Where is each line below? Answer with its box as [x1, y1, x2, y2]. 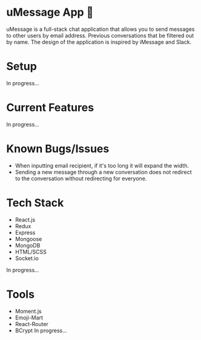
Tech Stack [6, 196, 64, 209]
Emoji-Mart [15, 314, 44, 321]
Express [15, 229, 36, 236]
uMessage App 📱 [6, 5, 94, 19]
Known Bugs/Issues [6, 142, 110, 155]
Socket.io [15, 254, 39, 262]
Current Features [6, 101, 94, 114]
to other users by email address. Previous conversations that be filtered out [6, 31, 194, 39]
